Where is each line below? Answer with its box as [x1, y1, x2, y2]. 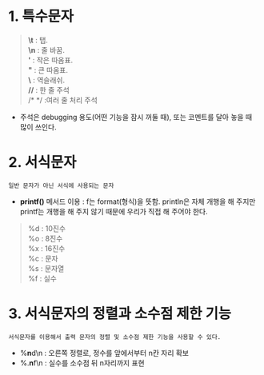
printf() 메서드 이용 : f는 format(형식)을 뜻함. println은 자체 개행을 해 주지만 [19, 197, 256, 206]
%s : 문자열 [27, 263, 65, 273]
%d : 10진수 [27, 223, 66, 233]
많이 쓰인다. [19, 122, 58, 132]
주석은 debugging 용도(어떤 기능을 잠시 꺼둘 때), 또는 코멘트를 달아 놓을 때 [19, 112, 253, 122]
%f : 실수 [27, 273, 58, 283]
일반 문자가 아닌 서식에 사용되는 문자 [8, 182, 114, 189]
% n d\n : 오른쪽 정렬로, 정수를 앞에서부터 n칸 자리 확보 [19, 348, 190, 357]
